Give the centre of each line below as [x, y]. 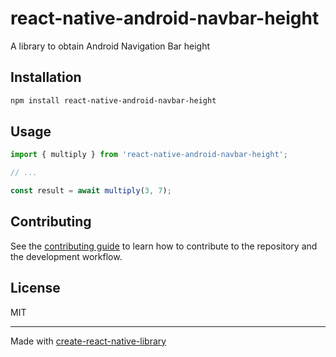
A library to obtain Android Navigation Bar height [110, 46]
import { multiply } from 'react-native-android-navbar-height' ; [149, 155]
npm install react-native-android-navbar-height [113, 100]
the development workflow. [66, 256]
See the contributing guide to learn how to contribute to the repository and [164, 246]
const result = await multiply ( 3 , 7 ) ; [91, 191]
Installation [46, 77]
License [35, 288]
